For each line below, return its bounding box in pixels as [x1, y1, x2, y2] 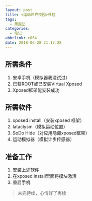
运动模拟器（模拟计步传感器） [12, 137, 74, 143]
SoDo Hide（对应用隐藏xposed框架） [12, 130, 90, 136]
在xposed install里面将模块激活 [12, 173, 77, 179]
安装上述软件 [12, 167, 39, 173]
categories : [5, 26, 30, 31]
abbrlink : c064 [5, 36, 37, 41]
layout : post [5, 7, 33, 13]
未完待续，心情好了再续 [17, 190, 66, 196]
